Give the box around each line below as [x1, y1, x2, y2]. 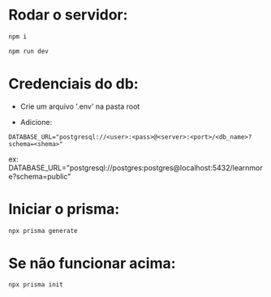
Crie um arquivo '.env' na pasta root [19, 101, 140, 111]
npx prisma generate [8, 226, 79, 235]
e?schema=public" [8, 171, 71, 181]
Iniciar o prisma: [8, 200, 120, 218]
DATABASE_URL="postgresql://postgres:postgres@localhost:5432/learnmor [8, 162, 264, 172]
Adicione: [19, 117, 53, 127]
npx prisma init [8, 281, 63, 289]
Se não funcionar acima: [8, 254, 176, 273]
